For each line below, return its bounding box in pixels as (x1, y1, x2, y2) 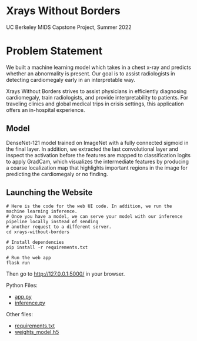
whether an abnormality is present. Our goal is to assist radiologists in (6, 69, 175, 77)
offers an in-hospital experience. (6, 106, 85, 113)
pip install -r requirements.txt (6, 244, 88, 250)
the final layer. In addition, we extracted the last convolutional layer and (6, 145, 178, 153)
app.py (14, 293, 32, 300)
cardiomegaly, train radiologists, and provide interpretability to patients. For (6, 94, 189, 101)
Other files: (6, 310, 34, 317)
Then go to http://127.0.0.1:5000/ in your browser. (6, 270, 125, 277)
